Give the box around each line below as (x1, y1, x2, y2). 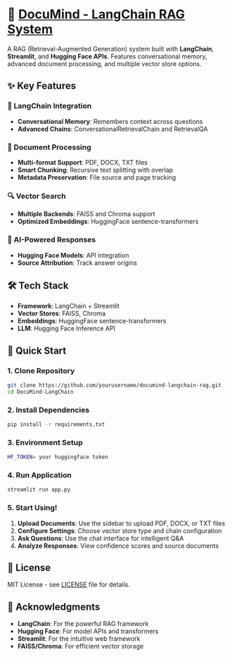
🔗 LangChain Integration (7, 101, 92, 111)
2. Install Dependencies (7, 405, 90, 415)
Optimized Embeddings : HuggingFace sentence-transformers (17, 218, 199, 226)
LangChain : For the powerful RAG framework (17, 620, 149, 628)
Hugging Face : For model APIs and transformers (17, 627, 159, 636)
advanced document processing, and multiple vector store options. (7, 59, 202, 68)
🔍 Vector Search (7, 191, 66, 201)
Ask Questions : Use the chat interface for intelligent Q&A (17, 534, 184, 542)
